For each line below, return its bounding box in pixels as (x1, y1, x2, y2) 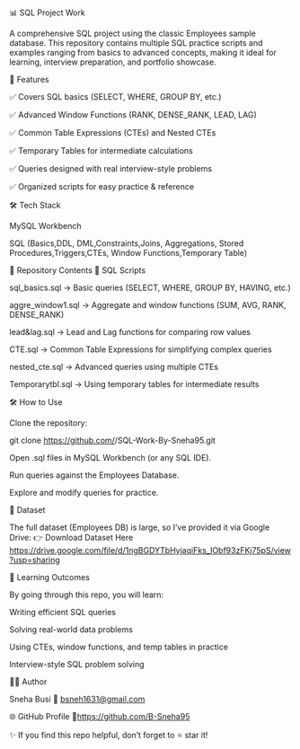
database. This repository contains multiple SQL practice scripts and (9, 38, 263, 48)
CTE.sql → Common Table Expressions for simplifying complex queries (9, 344, 272, 355)
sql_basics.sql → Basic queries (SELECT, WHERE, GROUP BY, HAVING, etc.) (9, 282, 292, 293)
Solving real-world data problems (9, 624, 133, 635)
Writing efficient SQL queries (9, 607, 117, 617)
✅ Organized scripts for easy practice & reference (9, 181, 195, 191)
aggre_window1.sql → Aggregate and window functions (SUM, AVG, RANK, (9, 300, 287, 310)
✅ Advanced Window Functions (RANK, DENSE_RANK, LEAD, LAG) (9, 110, 258, 119)
